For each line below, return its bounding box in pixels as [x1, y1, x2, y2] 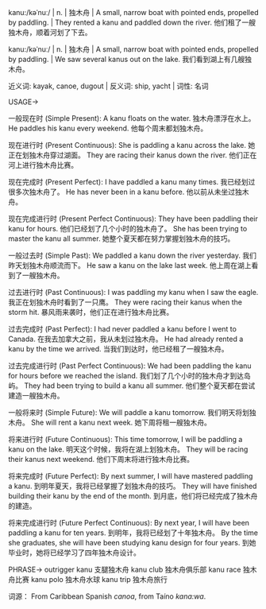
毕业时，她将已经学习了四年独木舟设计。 [8, 548, 141, 557]
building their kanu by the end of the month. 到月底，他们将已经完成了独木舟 [8, 491, 258, 500]
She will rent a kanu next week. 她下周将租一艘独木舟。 [30, 417, 212, 427]
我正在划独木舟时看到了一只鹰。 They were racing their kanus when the [8, 297, 242, 307]
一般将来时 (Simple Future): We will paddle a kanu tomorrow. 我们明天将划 [8, 408, 250, 417]
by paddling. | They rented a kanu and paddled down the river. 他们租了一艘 [8, 17, 256, 27]
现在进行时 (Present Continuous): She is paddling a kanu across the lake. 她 [8, 141, 256, 149]
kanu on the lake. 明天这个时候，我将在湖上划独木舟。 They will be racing [8, 444, 249, 454]
